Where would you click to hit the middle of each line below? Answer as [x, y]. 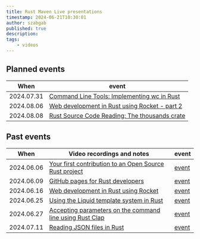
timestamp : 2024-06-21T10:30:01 [46, 17]
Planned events [36, 69]
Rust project [66, 171]
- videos [28, 45]
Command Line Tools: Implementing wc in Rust [115, 96]
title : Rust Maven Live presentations [54, 12]
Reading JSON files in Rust [87, 227]
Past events [29, 137]
